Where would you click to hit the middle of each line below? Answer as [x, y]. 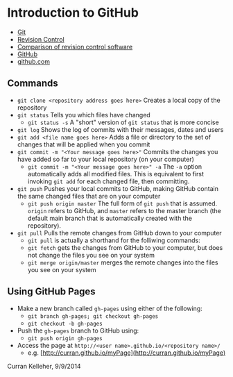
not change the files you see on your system [91, 255]
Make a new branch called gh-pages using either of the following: [110, 308]
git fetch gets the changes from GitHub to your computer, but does [125, 247]
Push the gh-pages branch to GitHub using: [78, 330]
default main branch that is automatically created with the [110, 218]
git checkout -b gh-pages [65, 324]
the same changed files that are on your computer [89, 196]
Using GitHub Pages [51, 292]
